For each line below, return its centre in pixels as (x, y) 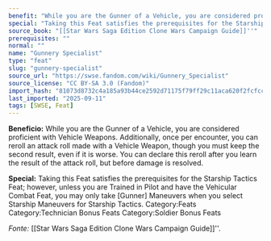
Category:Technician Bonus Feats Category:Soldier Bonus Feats (115, 213)
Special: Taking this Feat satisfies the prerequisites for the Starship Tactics (133, 179)
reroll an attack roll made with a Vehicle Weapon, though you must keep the (134, 146)
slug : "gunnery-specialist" (56, 69)
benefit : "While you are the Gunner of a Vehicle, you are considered (129, 16)
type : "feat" (30, 61)
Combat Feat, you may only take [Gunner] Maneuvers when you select (126, 196)
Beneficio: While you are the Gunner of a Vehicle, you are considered (124, 129)
